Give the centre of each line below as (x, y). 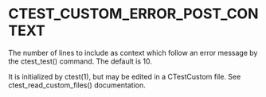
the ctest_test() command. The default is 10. (80, 61)
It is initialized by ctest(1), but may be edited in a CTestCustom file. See (125, 76)
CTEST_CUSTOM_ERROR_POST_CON (133, 14)
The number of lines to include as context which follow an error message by (133, 52)
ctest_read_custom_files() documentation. (77, 85)
